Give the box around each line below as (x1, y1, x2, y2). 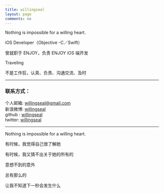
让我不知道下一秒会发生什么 (5, 182, 61, 188)
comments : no (5, 16, 32, 21)
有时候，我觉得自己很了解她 (5, 141, 61, 147)
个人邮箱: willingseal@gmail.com (5, 100, 71, 106)
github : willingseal (5, 111, 43, 117)
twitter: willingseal (5, 117, 41, 123)
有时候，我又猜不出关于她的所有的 (5, 151, 74, 157)
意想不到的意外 (5, 162, 35, 168)
